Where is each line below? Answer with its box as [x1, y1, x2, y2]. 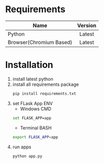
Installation [5, 59, 54, 71]
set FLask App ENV [12, 100, 53, 106]
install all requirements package [12, 81, 79, 87]
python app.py [12, 153, 42, 158]
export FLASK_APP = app [12, 135, 59, 140]
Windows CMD [20, 106, 51, 112]
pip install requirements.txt [12, 91, 77, 96]
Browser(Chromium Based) [8, 39, 73, 46]
